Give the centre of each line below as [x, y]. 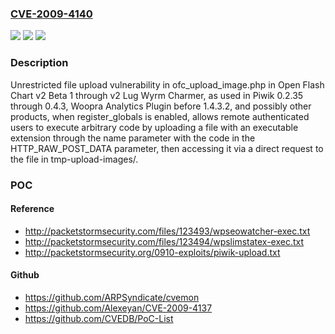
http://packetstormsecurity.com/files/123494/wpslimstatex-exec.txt [164, 241]
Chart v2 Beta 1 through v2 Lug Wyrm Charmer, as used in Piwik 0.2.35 [157, 95]
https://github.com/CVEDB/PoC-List [99, 318]
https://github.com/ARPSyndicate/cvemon [112, 297]
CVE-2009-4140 [51, 14]
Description [39, 63]
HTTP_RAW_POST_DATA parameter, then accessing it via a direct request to [167, 148]
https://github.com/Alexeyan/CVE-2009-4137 [118, 308]
